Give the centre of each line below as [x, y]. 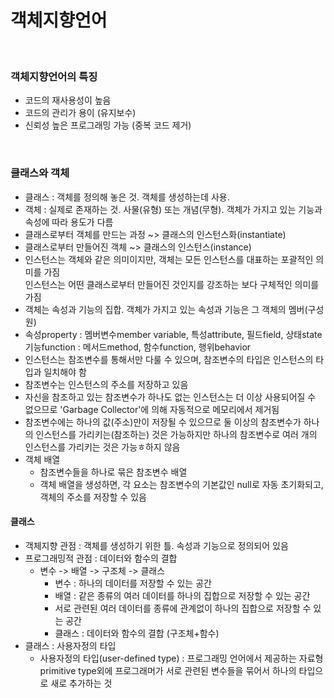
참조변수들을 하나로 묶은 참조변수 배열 [113, 472]
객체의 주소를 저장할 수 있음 [93, 497]
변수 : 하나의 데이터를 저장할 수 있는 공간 [133, 583]
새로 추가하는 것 [81, 683]
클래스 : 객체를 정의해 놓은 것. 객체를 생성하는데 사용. [127, 197]
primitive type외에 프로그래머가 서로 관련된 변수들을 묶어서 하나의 [168, 670]
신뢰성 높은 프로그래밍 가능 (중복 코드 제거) [108, 125]
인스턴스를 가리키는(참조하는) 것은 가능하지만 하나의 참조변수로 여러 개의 [176, 434]
